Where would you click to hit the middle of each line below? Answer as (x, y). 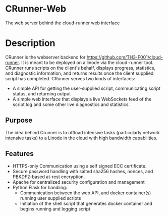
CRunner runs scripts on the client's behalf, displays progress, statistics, (80, 68)
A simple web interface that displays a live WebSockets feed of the (82, 99)
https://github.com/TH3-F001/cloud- (125, 57)
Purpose (19, 120)
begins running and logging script (55, 209)
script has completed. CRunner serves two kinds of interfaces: (70, 78)
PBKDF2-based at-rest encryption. (49, 177)
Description (30, 43)
